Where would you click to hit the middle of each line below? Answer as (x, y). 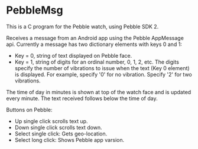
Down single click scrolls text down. (58, 127)
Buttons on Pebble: (29, 110)
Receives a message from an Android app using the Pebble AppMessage (95, 38)
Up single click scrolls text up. (51, 121)
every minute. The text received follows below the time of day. (82, 98)
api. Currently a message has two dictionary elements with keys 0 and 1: (94, 44)
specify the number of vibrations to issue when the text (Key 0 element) (102, 68)
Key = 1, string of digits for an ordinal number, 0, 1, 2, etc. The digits (97, 62)
